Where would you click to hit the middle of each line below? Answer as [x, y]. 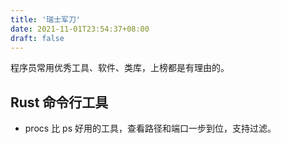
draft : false [37, 38]
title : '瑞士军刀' [46, 19]
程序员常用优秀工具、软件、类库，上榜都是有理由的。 [120, 68]
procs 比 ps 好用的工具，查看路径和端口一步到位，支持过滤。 [150, 128]
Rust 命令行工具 [59, 102]
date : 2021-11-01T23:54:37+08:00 [80, 29]
